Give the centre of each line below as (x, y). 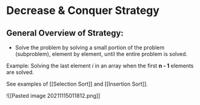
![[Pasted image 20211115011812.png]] (53, 96)
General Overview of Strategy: (65, 33)
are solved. (20, 72)
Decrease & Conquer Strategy (83, 11)
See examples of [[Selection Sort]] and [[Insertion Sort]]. (77, 84)
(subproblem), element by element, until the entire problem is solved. (101, 54)
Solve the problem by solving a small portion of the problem (90, 47)
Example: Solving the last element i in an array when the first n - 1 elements (100, 66)
